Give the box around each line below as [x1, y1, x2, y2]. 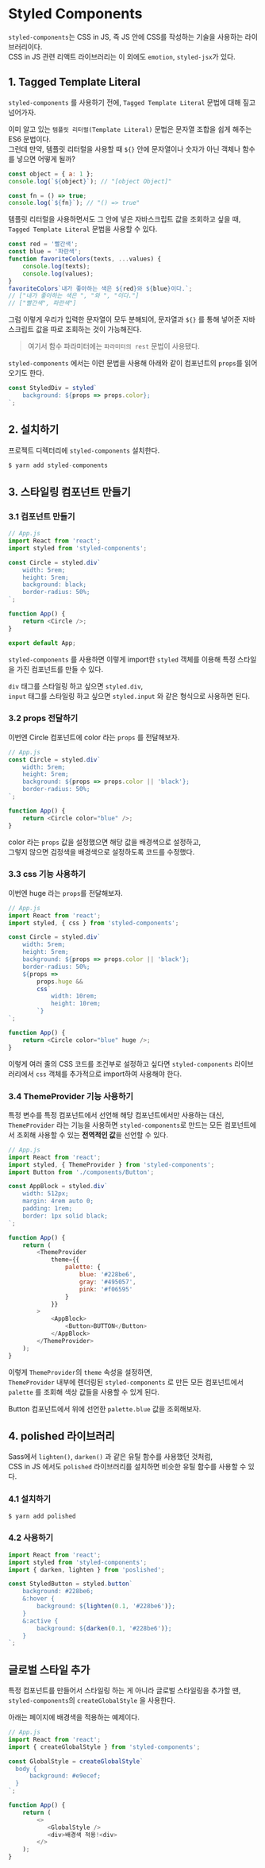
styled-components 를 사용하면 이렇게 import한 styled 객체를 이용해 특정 [8, 654, 236, 664]
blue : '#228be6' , [79, 1271, 136, 1279]
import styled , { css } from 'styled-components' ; [8, 919, 179, 927]
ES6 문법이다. [8, 134, 52, 144]
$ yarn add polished [8, 1512, 77, 1520]
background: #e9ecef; [29, 1772, 102, 1780]
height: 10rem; [50, 1000, 102, 1008]
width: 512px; [22, 1190, 69, 1198]
